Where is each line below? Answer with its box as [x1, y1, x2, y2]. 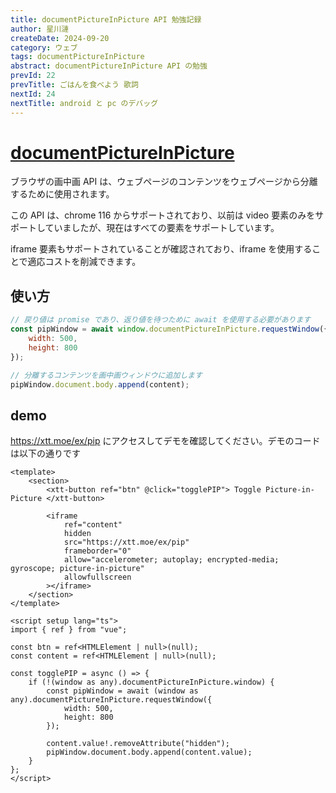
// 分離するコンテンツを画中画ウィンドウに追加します [10, 370, 203, 380]
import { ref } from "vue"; [10, 625, 128, 635]
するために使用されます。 [10, 188, 115, 200]
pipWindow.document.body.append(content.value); [46, 747, 253, 758]
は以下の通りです [10, 447, 81, 460]
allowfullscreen [63, 572, 132, 583]
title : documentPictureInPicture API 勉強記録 [10, 14, 202, 25]
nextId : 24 [10, 89, 56, 99]
